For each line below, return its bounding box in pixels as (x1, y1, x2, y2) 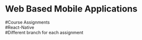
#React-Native (5, 24, 34, 30)
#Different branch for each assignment (5, 29, 84, 35)
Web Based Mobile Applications (5, 3, 138, 14)
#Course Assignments (5, 19, 50, 25)
